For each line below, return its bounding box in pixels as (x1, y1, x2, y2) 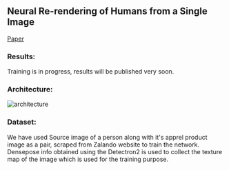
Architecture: (7, 85, 53, 94)
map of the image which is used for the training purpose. (7, 155, 169, 163)
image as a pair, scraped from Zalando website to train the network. (7, 140, 200, 149)
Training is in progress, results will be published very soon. (7, 67, 175, 76)
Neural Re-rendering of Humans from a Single (7, 6, 208, 17)
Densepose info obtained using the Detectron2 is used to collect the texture (7, 147, 223, 156)
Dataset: (7, 117, 37, 127)
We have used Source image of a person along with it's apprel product (7, 133, 208, 141)
